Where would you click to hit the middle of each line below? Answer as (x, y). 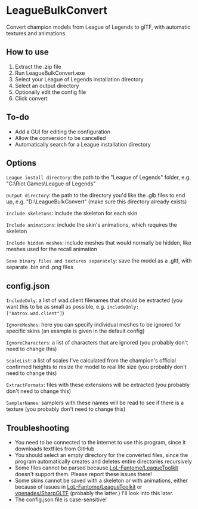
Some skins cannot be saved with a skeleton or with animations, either (101, 480)
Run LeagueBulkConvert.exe (50, 73)
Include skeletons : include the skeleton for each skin (72, 214)
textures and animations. (36, 33)
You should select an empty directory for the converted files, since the (101, 455)
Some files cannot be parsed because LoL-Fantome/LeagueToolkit (97, 468)
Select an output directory (47, 86)
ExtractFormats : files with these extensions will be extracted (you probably (98, 385)
